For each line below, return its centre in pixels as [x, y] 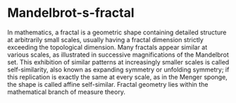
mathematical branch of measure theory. [66, 92]
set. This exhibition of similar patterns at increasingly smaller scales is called [118, 62]
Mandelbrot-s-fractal [71, 13]
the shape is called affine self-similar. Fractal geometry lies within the [108, 84]
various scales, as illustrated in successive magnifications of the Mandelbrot [118, 55]
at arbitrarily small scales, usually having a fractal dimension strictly [106, 39]
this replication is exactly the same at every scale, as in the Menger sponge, [117, 77]
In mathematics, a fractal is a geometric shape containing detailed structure [117, 32]
